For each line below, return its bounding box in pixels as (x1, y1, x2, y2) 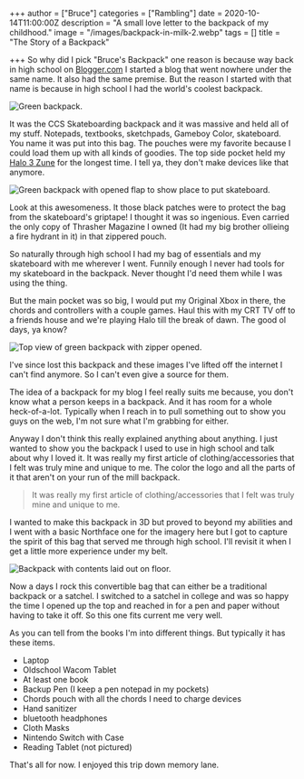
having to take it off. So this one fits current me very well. (9, 610, 223, 621)
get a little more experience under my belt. (9, 545, 169, 556)
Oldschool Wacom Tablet (22, 664, 117, 675)
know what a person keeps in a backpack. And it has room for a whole (9, 396, 272, 407)
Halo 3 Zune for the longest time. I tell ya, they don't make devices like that (9, 157, 289, 167)
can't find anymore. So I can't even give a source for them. (9, 369, 230, 380)
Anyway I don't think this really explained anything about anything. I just (9, 434, 279, 444)
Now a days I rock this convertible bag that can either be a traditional (9, 581, 268, 592)
